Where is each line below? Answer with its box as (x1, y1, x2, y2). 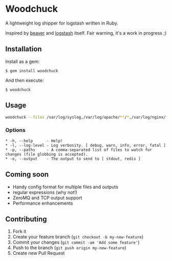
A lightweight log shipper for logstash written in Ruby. (5, 20, 119, 26)
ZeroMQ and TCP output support (12, 194, 82, 201)
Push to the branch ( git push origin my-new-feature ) (12, 245, 126, 251)
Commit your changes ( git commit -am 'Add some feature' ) (12, 239, 140, 246)
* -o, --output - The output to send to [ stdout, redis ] (5, 156, 141, 161)
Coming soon (5, 170, 49, 179)
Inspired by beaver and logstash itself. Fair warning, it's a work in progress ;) (5, 30, 167, 36)
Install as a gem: (5, 58, 40, 64)
